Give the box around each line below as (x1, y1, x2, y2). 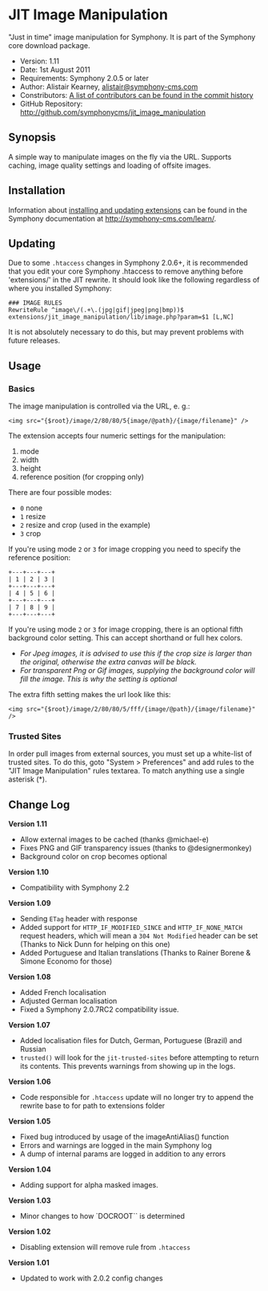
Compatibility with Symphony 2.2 (19, 883, 130, 892)
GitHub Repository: (19, 99, 83, 108)
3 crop (19, 529, 42, 538)
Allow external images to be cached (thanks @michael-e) (19, 834, 210, 844)
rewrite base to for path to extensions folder (19, 1101, 166, 1110)
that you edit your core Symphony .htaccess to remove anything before (8, 266, 244, 276)
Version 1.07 (8, 1021, 50, 1030)
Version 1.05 (8, 1117, 51, 1127)
